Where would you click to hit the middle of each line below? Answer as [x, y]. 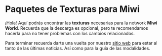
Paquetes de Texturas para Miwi [72, 9]
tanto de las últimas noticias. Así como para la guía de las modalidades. [78, 48]
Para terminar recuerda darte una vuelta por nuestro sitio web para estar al [81, 43]
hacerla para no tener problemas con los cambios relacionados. [70, 33]
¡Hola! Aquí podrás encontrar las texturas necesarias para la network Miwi [81, 23]
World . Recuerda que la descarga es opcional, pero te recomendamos [77, 28]
